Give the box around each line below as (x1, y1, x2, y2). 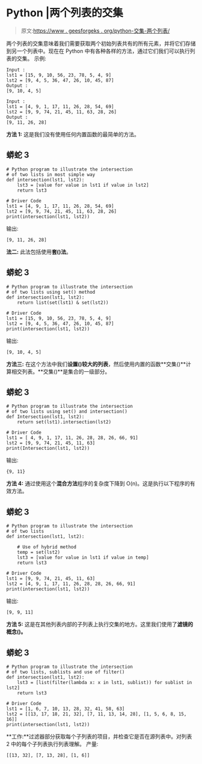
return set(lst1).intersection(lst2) (17, 419, 112, 425)
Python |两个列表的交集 (6, 6, 123, 20)
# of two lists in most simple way (6, 171, 96, 178)
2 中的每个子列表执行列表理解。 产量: (6, 741, 99, 747)
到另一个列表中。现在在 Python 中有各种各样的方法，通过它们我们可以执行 (6, 47, 191, 55)
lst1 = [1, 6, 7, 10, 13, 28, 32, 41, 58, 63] (6, 706, 125, 712)
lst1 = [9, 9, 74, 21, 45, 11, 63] (6, 575, 96, 582)
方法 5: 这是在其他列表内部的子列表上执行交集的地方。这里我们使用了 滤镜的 (6, 620, 194, 628)
